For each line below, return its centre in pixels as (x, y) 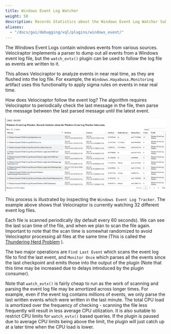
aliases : (15, 27)
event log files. (21, 210)
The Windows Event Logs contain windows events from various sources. (81, 48)
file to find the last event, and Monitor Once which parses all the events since (85, 257)
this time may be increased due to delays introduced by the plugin (75, 268)
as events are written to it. (33, 64)
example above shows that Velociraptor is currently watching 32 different (82, 205)
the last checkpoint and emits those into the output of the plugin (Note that (83, 263)
